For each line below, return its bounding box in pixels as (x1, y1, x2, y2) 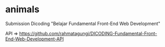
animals (5, 4, 40, 15)
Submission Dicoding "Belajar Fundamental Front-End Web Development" (5, 20, 160, 27)
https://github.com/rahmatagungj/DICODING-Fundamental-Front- (19, 30, 157, 36)
